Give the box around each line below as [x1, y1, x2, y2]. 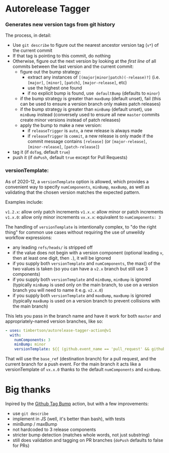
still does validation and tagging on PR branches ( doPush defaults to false [12, 437, 163, 443]
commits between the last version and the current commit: [12, 63, 134, 69]
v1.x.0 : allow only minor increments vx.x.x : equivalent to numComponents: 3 [5, 214, 161, 220]
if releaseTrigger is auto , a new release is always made [27, 128, 143, 134]
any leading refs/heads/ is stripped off [12, 244, 93, 250]
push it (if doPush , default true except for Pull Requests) [12, 155, 128, 161]
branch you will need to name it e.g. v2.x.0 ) [12, 287, 103, 293]
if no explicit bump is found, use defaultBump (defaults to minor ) [27, 90, 160, 96]
